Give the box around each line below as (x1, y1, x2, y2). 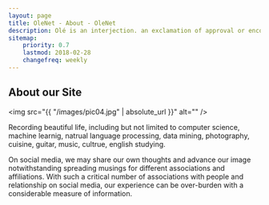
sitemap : (8, 34, 38, 42)
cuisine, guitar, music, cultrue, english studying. (8, 139, 166, 148)
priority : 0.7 (22, 41, 70, 49)
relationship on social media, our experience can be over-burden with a (8, 180, 244, 190)
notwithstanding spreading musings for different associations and (8, 163, 226, 172)
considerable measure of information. (8, 188, 133, 198)
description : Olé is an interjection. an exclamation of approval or (8, 26, 246, 34)
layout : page (8, 11, 52, 20)
